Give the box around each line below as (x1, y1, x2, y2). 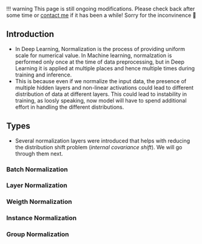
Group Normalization (6, 230, 70, 239)
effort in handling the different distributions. (15, 103, 124, 110)
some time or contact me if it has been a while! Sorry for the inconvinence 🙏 (6, 12, 197, 19)
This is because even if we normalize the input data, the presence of (15, 77, 187, 84)
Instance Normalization (6, 214, 77, 222)
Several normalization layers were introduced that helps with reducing (15, 137, 190, 144)
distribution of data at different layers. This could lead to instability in (15, 90, 187, 98)
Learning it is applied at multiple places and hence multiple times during (15, 64, 195, 72)
